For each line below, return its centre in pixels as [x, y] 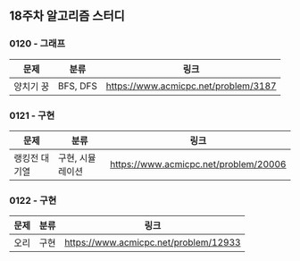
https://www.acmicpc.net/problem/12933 [152, 242]
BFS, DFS [78, 86]
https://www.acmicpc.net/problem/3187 [191, 86]
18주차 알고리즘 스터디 [67, 16]
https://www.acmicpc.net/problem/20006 [198, 164]
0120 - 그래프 [37, 44]
